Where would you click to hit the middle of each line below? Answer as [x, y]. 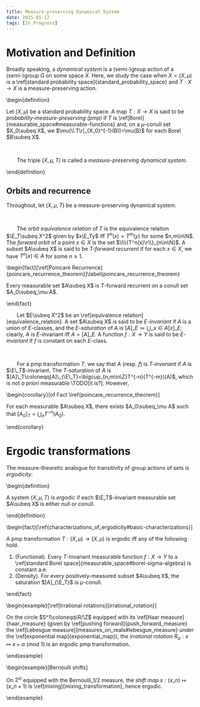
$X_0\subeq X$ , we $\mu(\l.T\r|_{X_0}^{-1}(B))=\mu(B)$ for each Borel [94, 131]
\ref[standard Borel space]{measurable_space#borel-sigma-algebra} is [103, 563]
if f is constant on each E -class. [68, 341]
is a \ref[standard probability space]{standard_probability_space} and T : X [99, 82]
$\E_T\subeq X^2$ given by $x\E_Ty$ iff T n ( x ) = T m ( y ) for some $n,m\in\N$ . [100, 236]
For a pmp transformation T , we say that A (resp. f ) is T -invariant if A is [105, 364]
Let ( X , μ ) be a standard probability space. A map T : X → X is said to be [95, 112]
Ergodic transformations [68, 451]
